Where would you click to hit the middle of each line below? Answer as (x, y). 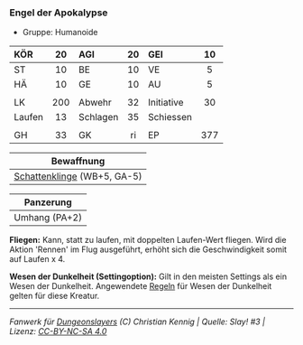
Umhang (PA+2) (48, 218)
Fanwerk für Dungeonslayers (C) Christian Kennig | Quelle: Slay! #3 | (138, 322)
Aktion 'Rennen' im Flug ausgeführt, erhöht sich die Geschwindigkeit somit (148, 249)
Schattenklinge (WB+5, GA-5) (78, 176)
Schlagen (98, 117)
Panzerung (48, 202)
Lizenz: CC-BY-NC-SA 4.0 (58, 331)
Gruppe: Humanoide (60, 33)
